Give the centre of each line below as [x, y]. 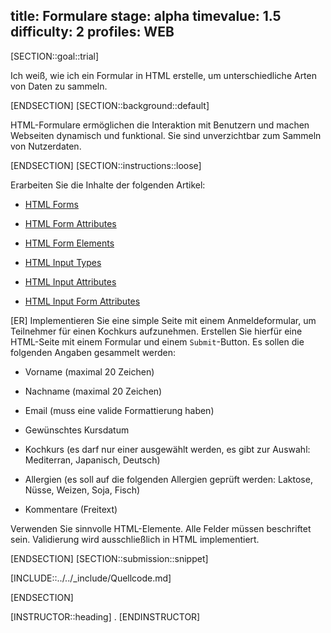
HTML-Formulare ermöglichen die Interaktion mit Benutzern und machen [160, 125]
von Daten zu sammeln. [59, 86]
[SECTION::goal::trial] [55, 56]
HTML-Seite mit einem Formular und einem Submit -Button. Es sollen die [157, 341]
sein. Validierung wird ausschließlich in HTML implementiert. [135, 539]
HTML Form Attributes [70, 223]
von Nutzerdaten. [46, 146]
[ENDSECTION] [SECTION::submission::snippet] [109, 558]
